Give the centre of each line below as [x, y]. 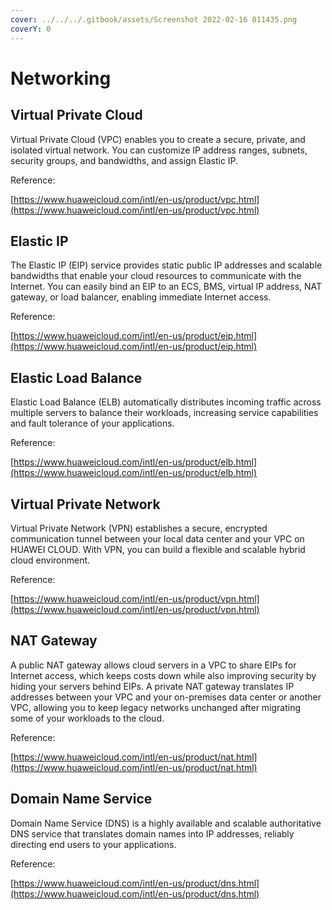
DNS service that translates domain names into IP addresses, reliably [152, 833]
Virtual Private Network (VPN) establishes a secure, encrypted [139, 528]
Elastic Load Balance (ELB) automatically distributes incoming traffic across [166, 402]
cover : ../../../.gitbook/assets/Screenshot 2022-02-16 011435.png [154, 19]
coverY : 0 [31, 29]
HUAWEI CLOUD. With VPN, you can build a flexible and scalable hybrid [158, 549]
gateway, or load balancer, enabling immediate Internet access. [141, 297]
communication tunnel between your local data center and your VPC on [157, 538]
